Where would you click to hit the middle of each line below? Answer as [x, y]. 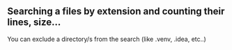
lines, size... [34, 23]
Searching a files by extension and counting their [116, 11]
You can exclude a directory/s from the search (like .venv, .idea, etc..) [107, 39]
